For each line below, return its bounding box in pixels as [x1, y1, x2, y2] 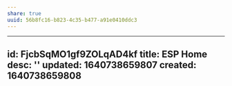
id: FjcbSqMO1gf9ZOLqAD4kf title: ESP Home [7, 48, 208, 60]
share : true [7, 10, 41, 17]
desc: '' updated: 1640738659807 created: [7, 59, 197, 71]
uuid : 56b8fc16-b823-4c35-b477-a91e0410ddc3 [7, 17, 137, 23]
